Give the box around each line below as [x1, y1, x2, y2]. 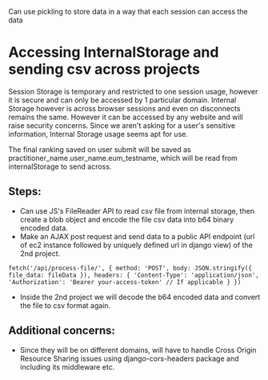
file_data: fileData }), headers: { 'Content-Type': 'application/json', [8, 271, 260, 279]
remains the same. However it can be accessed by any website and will [8, 112, 244, 122]
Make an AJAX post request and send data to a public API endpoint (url [19, 231, 255, 241]
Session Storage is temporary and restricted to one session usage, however [8, 86, 258, 96]
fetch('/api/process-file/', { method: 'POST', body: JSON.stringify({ [8, 264, 252, 272]
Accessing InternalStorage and [8, 43, 219, 62]
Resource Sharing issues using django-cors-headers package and [19, 354, 239, 363]
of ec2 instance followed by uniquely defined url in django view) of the [19, 240, 254, 250]
